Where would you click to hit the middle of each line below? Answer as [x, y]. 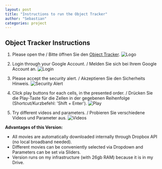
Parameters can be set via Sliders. [46, 152]
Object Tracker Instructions [48, 42]
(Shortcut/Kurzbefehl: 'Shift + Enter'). [50, 103]
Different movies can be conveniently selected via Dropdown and [78, 147]
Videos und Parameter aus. [39, 118]
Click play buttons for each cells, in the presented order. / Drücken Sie [82, 93]
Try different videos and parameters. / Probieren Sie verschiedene [78, 113]
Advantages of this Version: [34, 127]
